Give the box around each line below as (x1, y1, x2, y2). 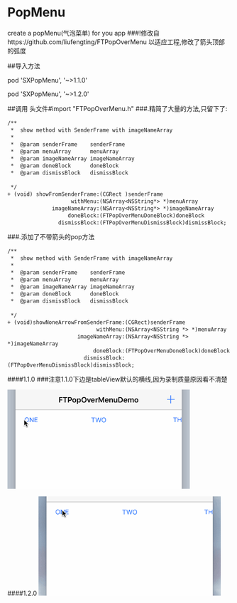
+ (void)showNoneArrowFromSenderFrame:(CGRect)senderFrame (7, 318, 186, 326)
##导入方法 (7, 61, 40, 70)
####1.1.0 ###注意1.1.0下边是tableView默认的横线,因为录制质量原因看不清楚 (7, 374, 228, 383)
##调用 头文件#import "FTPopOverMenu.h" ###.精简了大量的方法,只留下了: (7, 104, 228, 112)
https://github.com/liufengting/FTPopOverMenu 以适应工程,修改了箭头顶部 (7, 37, 226, 46)
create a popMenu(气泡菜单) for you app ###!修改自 (7, 28, 160, 37)
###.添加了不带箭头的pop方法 (7, 232, 95, 241)
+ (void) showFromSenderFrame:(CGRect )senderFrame (7, 190, 163, 198)
